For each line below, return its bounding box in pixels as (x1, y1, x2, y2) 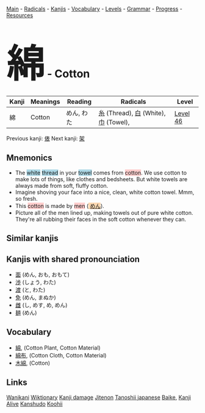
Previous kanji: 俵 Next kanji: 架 (6, 134, 85, 142)
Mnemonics (6, 153, 53, 163)
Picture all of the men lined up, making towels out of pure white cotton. (15, 209, 193, 216)
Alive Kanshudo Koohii (6, 400, 63, 408)
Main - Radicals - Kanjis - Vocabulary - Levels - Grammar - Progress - (6, 5, 183, 12)
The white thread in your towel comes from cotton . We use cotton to (15, 169, 187, 176)
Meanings (30, 97, 60, 106)
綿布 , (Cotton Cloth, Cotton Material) (15, 351, 107, 359)
